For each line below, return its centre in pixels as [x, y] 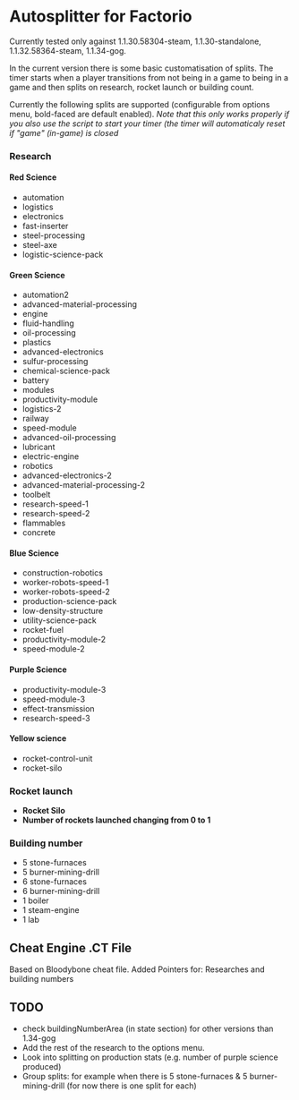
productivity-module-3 [64, 689]
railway [35, 419]
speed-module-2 [53, 649]
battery [35, 380]
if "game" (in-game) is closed [64, 132]
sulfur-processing [55, 362]
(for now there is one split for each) [132, 1086]
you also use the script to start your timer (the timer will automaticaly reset [147, 124]
